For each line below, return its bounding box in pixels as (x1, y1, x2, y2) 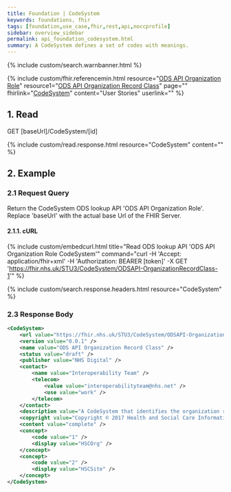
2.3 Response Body (7, 309, 74, 319)
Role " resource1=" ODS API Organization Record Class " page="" (7, 82, 188, 89)
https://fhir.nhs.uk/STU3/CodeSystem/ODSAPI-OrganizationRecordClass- (9, 264, 218, 272)
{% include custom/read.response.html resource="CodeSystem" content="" (7, 140, 223, 149)
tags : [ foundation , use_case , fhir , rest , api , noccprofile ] (7, 23, 170, 30)
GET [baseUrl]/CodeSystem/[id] (7, 127, 98, 135)
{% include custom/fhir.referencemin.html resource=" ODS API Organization (7, 74, 221, 83)
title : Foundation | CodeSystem (7, 10, 100, 17)
